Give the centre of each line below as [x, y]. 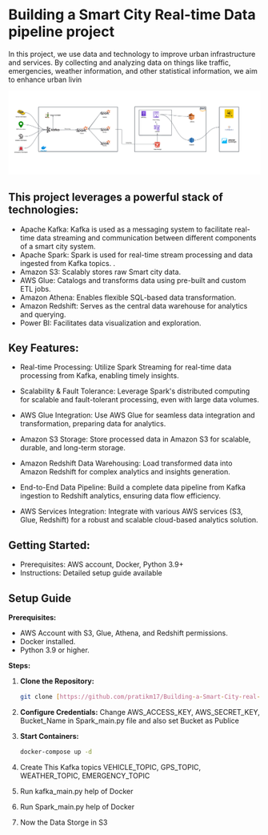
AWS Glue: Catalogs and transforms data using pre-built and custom [133, 280]
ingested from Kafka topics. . [68, 263]
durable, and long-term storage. [73, 448]
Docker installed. [48, 642]
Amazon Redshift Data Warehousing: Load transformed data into [126, 463]
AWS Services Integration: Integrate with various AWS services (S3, [131, 511]
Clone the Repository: [57, 681]
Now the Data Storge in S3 [64, 822]
